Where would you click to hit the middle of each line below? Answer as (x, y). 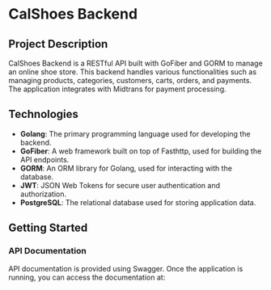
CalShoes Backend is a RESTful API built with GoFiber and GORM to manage (135, 63)
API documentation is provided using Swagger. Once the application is (126, 268)
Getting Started (48, 228)
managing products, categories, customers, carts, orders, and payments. (130, 80)
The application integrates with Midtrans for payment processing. (117, 89)
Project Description (58, 44)
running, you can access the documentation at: (87, 277)
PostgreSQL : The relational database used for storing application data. (138, 202)
